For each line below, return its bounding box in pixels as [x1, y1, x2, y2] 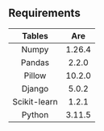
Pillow [23, 70, 47, 81]
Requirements [8, 6, 81, 20]
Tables [21, 30, 48, 41]
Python [21, 108, 49, 120]
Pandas [20, 56, 50, 68]
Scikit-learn [12, 96, 58, 107]
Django [21, 83, 49, 94]
